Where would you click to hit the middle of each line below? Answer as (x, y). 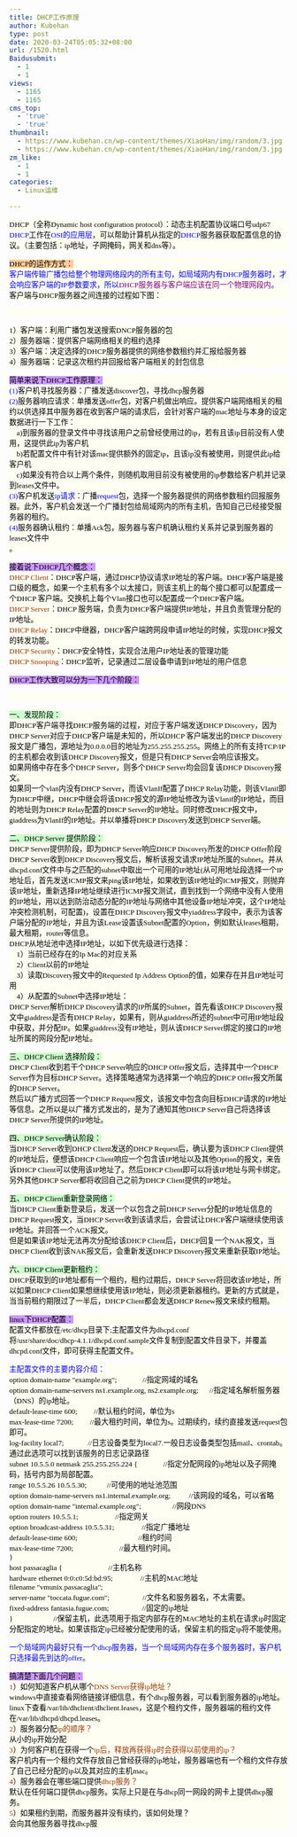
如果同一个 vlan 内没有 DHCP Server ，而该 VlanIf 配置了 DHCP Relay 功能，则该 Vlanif (144, 789)
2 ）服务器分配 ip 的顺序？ (51, 1729)
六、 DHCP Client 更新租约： (55, 1270)
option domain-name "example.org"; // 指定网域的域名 (104, 1380)
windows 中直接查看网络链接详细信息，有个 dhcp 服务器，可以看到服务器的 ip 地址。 (147, 1697)
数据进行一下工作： (42, 422)
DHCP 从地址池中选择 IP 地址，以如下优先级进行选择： (100, 944)
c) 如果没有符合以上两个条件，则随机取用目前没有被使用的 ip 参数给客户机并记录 (151, 475)
